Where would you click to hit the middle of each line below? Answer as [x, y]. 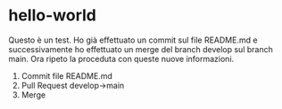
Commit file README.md [67, 75]
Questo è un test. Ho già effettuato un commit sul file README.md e [133, 40]
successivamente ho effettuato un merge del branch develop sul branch [141, 49]
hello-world [53, 16]
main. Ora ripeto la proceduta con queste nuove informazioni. [121, 58]
